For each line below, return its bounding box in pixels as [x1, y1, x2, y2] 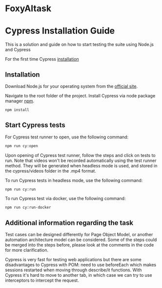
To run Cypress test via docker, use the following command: [5, 196, 126, 201]
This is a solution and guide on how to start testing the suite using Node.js [5, 42, 154, 47]
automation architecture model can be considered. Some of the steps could [5, 237, 157, 243]
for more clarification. [5, 247, 49, 253]
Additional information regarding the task [5, 219, 133, 227]
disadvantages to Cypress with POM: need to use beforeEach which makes [5, 262, 157, 268]
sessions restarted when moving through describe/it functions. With [5, 267, 142, 273]
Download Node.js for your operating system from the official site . [5, 83, 138, 89]
